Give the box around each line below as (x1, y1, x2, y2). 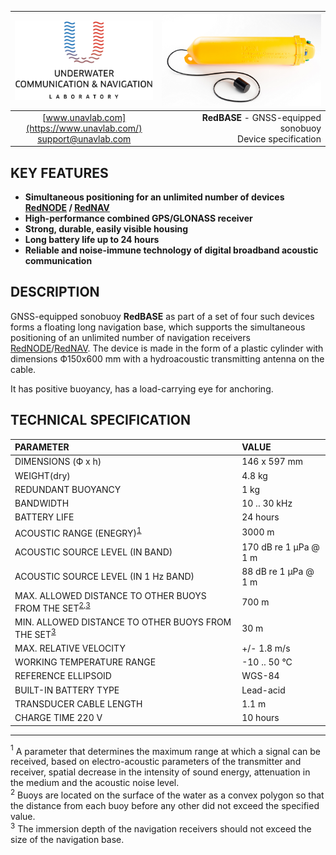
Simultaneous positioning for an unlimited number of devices (24, 191, 285, 203)
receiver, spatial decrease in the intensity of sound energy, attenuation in (10, 766, 311, 778)
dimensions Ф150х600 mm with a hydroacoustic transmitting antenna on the (10, 352, 325, 365)
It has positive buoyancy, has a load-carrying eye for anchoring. (10, 382, 274, 395)
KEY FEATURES (10, 164, 109, 181)
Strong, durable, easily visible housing (24, 223, 189, 235)
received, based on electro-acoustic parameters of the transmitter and (10, 756, 302, 768)
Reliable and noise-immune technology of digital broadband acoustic (24, 244, 319, 256)
